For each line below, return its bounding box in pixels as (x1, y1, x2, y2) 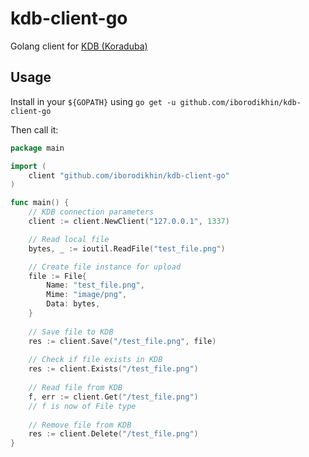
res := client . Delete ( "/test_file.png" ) (28, 429, 199, 439)
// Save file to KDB (28, 327, 114, 337)
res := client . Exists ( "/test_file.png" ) (28, 364, 199, 374)
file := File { (28, 271, 87, 281)
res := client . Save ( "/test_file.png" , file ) (28, 336, 217, 346)
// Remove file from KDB (28, 420, 132, 430)
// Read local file (28, 234, 110, 244)
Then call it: (10, 123, 59, 136)
